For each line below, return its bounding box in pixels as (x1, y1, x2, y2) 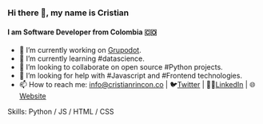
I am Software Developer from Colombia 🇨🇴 (7, 27, 157, 37)
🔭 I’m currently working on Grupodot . (18, 46, 141, 55)
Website (18, 91, 47, 101)
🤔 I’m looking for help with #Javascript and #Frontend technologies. (18, 71, 243, 81)
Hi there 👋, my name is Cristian (7, 7, 130, 18)
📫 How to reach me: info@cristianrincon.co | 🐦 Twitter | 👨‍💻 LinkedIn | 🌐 (18, 80, 256, 90)
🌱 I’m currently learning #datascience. (18, 54, 145, 63)
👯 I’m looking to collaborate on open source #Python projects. (18, 62, 223, 72)
